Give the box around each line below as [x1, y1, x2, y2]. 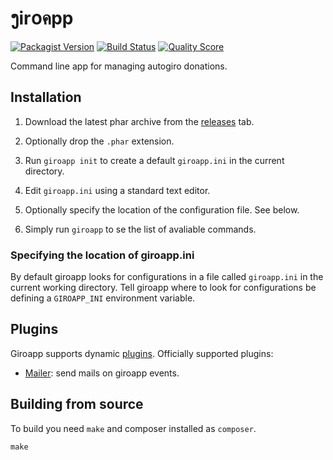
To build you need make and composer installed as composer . [10, 422, 257, 434]
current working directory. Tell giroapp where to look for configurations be [10, 282, 317, 294]
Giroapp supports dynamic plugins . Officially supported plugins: [10, 347, 274, 359]
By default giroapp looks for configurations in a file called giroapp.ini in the [10, 271, 324, 283]
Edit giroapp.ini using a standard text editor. [24, 184, 211, 196]
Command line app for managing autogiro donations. [10, 60, 228, 72]
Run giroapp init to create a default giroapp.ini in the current [24, 154, 285, 166]
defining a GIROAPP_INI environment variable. [10, 292, 196, 304]
